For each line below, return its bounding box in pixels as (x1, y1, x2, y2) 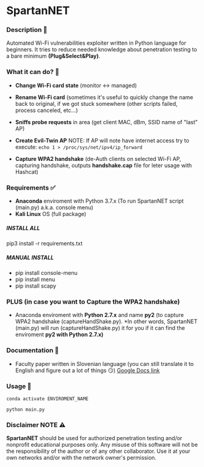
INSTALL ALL (6, 224, 40, 231)
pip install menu (15, 276, 56, 283)
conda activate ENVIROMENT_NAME (6, 395, 89, 402)
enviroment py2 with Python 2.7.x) (15, 331, 104, 338)
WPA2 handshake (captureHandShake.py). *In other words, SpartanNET (15, 318, 198, 325)
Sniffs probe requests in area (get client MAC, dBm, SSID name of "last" (15, 118, 198, 125)
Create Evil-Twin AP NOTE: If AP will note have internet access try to (15, 136, 189, 144)
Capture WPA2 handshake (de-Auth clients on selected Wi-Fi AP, (15, 155, 181, 162)
